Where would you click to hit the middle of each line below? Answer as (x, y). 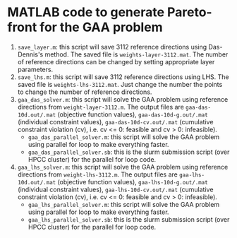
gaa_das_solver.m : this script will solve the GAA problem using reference (123, 99)
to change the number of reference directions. (85, 92)
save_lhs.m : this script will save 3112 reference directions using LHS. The (123, 77)
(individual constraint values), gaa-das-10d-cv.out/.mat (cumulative (115, 121)
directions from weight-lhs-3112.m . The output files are (97, 174)
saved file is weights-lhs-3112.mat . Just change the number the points (120, 84)
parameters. (35, 69)
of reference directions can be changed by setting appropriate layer (116, 61)
